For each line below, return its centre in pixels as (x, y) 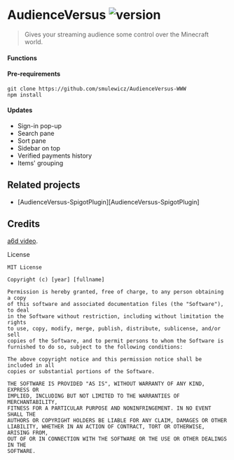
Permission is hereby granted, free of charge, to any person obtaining (116, 292)
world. (34, 41)
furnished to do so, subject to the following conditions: (95, 347)
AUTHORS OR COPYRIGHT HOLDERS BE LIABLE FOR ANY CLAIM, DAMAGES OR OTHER (117, 420)
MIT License (25, 267)
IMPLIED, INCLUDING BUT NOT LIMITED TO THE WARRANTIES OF (94, 396)
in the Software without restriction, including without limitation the (116, 316)
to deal (19, 310)
